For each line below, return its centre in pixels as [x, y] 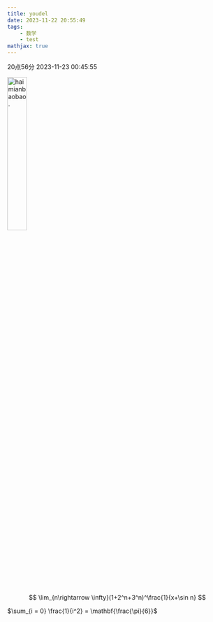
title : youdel [28, 14]
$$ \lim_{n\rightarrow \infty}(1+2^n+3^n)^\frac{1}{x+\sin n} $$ [117, 597]
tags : [15, 27]
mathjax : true [28, 46]
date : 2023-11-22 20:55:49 [46, 20]
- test [29, 40]
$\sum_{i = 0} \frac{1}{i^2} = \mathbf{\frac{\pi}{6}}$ [82, 611]
